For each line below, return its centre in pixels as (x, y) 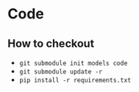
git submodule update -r (61, 72)
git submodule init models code (73, 63)
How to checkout (51, 44)
